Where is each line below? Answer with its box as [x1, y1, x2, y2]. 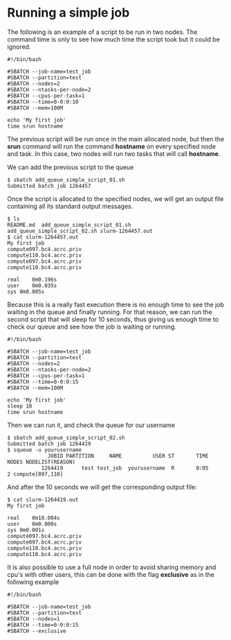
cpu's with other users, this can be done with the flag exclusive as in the [7, 570, 214, 578]
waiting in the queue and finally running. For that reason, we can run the [7, 307, 212, 316]
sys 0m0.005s [7, 288, 45, 295]
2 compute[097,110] [7, 470, 64, 478]
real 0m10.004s [7, 514, 60, 521]
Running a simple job [7, 5, 130, 21]
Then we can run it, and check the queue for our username [7, 421, 176, 429]
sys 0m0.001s [7, 526, 45, 533]
